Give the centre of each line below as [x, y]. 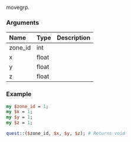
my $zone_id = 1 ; [27, 106]
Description [73, 38]
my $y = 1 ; [19, 117]
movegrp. [18, 7]
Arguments [23, 22]
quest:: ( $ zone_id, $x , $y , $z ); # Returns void [66, 134]
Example [19, 94]
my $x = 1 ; [19, 112]
